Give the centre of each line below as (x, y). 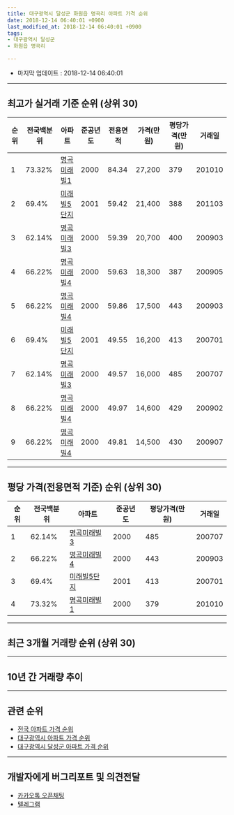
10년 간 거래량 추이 (45, 677)
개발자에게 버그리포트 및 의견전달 (74, 777)
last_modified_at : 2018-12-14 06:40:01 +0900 (74, 27)
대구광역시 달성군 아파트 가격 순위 (63, 747)
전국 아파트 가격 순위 (45, 729)
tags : (15, 33)
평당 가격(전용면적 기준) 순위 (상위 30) (85, 487)
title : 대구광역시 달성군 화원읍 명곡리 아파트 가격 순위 (78, 14)
